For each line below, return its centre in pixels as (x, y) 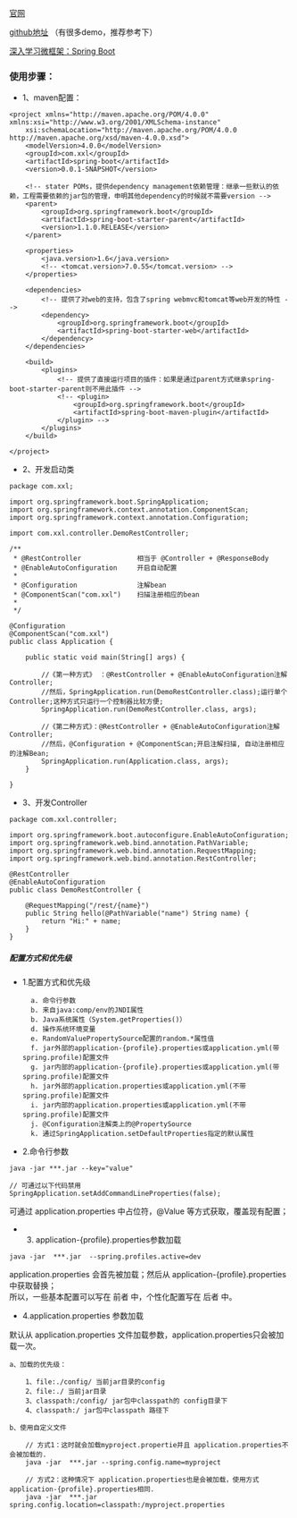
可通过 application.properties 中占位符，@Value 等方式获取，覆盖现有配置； (149, 1211)
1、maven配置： (52, 98)
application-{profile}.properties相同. (82, 1489)
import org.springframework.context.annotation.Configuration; (129, 518)
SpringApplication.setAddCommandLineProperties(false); (115, 1194)
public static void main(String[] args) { (105, 657)
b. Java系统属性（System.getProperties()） (109, 1020)
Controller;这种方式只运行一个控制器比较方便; (87, 702)
